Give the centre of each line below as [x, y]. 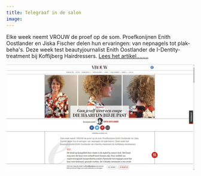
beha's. [16, 49]
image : [14, 19]
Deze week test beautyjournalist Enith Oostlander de [91, 49]
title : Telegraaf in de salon [44, 13]
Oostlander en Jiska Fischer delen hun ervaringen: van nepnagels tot [91, 43]
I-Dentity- [168, 49]
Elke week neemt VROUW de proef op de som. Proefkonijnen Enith [88, 37]
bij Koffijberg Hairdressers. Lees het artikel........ [90, 56]
